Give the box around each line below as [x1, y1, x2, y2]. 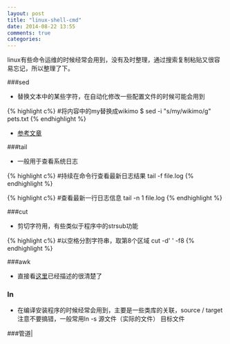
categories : [7, 36, 41, 43]
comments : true [7, 29, 51, 37]
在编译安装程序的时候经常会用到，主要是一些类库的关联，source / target [17, 306, 223, 314]
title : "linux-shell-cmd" [7, 17, 82, 23]
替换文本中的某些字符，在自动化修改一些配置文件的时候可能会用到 [17, 93, 205, 101]
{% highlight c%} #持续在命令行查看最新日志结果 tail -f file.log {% [7, 172, 194, 180]
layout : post [7, 10, 45, 17]
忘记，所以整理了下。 [12, 64, 74, 73]
